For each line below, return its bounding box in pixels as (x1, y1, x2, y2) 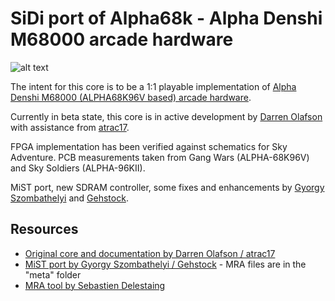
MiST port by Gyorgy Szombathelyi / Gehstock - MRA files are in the (24, 258, 307, 270)
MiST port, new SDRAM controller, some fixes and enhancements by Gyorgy (10, 181, 325, 193)
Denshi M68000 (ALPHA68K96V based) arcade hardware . (10, 91, 252, 103)
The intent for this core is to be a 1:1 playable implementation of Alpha (10, 80, 297, 92)
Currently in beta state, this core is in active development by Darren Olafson (10, 110, 323, 122)
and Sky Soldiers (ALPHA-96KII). (10, 162, 146, 174)
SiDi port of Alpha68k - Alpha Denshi (10, 7, 323, 30)
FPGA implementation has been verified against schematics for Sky (10, 140, 288, 152)
